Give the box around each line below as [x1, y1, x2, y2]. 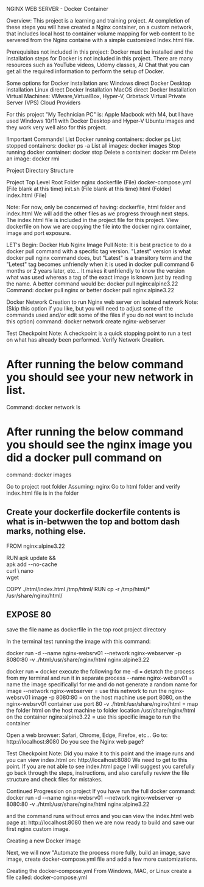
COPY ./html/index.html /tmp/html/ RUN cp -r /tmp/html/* [6, 585, 150, 592]
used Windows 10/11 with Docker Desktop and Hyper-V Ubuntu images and [6, 117, 195, 124]
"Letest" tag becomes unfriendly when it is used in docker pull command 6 [6, 260, 194, 268]
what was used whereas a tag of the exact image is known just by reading [6, 274, 192, 281]
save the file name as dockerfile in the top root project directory [6, 625, 166, 633]
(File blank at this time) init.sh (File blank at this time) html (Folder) [6, 185, 172, 192]
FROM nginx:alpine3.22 [6, 542, 65, 550]
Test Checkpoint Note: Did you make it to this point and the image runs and [6, 750, 195, 757]
